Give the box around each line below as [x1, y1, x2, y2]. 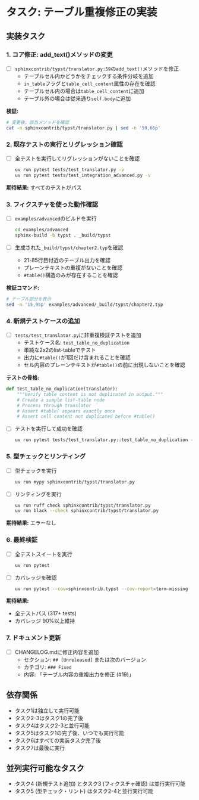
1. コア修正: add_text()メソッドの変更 [6, 50, 113, 58]
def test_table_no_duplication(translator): [6, 386, 118, 392]
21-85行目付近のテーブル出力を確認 [23, 256, 111, 263]
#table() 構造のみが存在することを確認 [23, 271, 118, 278]
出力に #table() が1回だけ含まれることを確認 [23, 354, 131, 361]
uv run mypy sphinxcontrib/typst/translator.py [14, 479, 135, 485]
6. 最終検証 [6, 536, 38, 544]
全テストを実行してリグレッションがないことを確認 [14, 154, 140, 162]
